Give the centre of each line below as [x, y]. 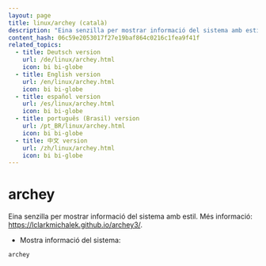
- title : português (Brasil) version [78, 119]
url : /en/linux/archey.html [68, 82]
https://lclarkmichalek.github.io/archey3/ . [76, 225]
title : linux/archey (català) [58, 23]
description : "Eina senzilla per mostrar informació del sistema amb [125, 30]
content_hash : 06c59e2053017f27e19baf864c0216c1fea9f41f [104, 38]
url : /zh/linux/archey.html [68, 148]
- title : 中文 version [51, 141]
